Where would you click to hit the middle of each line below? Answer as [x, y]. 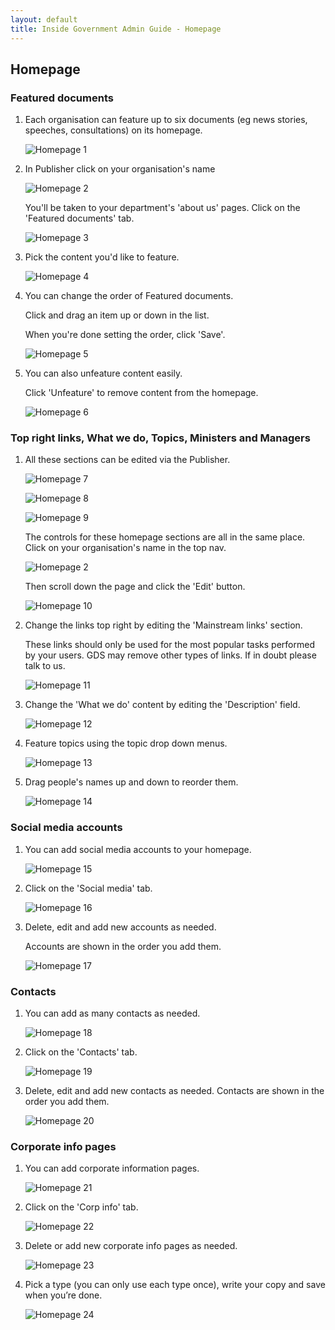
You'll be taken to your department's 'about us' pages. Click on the [162, 208]
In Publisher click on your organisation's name [120, 169]
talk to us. [45, 666]
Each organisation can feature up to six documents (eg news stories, [166, 120]
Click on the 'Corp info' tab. [81, 1207]
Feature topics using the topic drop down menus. [126, 743]
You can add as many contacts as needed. [112, 1013]
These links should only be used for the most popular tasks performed [169, 645]
